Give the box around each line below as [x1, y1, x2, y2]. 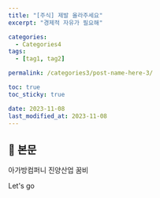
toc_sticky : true [8, 90, 65, 98]
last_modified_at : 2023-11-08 [8, 112, 108, 120]
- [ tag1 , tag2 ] [15, 55, 65, 63]
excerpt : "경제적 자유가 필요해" [8, 19, 103, 27]
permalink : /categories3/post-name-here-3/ [8, 69, 154, 77]
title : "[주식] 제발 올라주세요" [8, 11, 103, 20]
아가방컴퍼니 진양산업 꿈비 [8, 166, 89, 175]
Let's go [8, 181, 35, 191]
